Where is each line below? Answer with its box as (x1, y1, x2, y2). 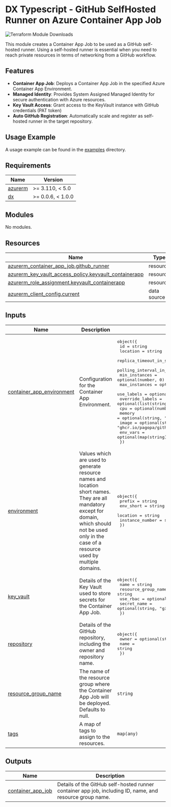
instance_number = (119, 518, 162, 523)
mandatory (79, 501, 105, 508)
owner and (79, 647, 105, 654)
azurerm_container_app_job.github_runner (8, 262, 109, 270)
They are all (79, 494, 107, 501)
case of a (79, 539, 102, 546)
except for (79, 507, 104, 514)
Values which (79, 450, 111, 457)
